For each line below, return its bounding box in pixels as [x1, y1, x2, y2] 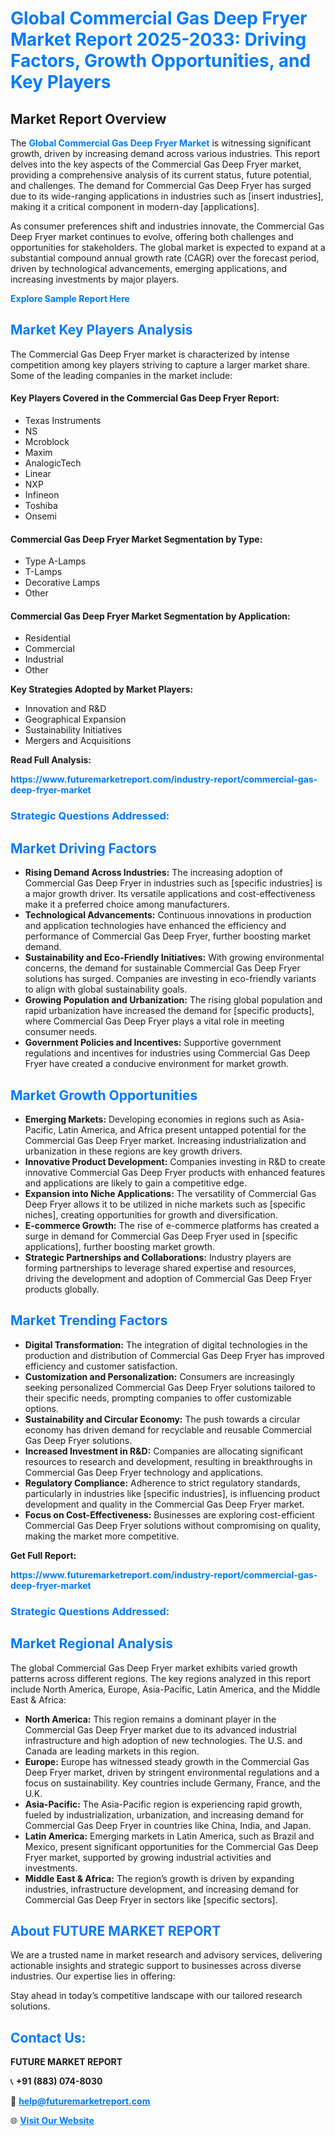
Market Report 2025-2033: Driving [10, 28, 307, 51]
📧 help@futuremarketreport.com [10, 2095, 151, 2107]
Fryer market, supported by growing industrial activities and [24, 1851, 272, 1863]
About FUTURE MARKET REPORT [10, 1922, 222, 1939]
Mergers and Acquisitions [24, 735, 132, 747]
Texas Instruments [24, 415, 102, 427]
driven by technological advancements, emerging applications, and [10, 263, 288, 274]
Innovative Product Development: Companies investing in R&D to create [24, 1155, 326, 1167]
